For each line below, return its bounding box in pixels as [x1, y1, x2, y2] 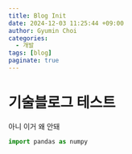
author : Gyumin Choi [8, 26, 78, 34]
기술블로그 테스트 [8, 94, 116, 112]
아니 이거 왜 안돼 [8, 121, 60, 131]
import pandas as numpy [8, 137, 89, 145]
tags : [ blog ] [8, 49, 52, 57]
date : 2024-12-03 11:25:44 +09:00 [8, 19, 125, 27]
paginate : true [8, 57, 60, 65]
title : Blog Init [8, 11, 67, 20]
